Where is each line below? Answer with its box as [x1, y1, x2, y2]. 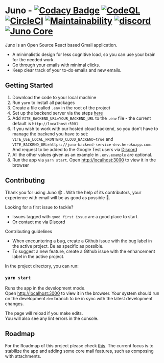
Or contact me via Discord [12, 219, 65, 225]
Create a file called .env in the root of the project [12, 104, 111, 110]
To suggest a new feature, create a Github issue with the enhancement [12, 248, 155, 254]
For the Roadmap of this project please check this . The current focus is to [5, 342, 154, 348]
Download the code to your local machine [12, 94, 96, 100]
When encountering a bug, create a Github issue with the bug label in [12, 238, 152, 244]
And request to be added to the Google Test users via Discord [12, 146, 137, 152]
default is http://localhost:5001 [12, 120, 78, 126]
